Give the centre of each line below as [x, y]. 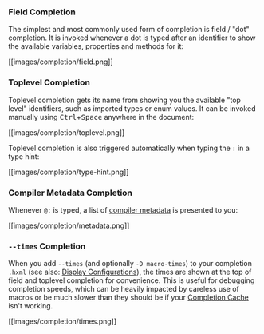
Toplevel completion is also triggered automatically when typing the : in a [129, 148]
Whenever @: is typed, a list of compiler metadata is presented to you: [123, 209]
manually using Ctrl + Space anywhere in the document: [101, 117]
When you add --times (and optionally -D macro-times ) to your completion [130, 264]
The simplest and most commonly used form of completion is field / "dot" [129, 30]
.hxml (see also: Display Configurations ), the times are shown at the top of [130, 272]
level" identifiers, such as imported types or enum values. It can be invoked [132, 108]
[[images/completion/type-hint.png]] [69, 172]
